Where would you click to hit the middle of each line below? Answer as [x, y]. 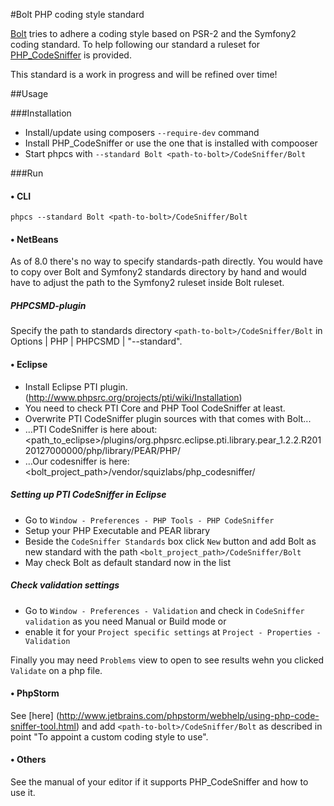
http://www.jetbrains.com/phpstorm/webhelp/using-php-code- [189, 715]
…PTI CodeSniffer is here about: [91, 429]
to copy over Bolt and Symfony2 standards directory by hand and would [158, 272]
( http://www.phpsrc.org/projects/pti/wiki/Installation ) [133, 397]
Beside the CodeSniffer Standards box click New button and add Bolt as [170, 541]
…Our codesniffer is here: [77, 461]
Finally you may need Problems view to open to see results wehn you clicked [167, 660]
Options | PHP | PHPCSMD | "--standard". [96, 341]
